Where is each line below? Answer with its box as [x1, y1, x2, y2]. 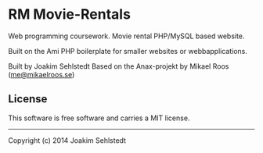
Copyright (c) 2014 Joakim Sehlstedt [8, 135, 127, 145]
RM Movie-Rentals [8, 5, 131, 23]
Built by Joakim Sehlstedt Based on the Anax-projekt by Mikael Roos [8, 61, 229, 71]
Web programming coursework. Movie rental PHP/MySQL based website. [8, 31, 245, 41]
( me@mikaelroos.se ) [8, 69, 75, 79]
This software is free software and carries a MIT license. [8, 113, 190, 123]
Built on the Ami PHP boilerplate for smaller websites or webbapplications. [8, 46, 248, 55]
